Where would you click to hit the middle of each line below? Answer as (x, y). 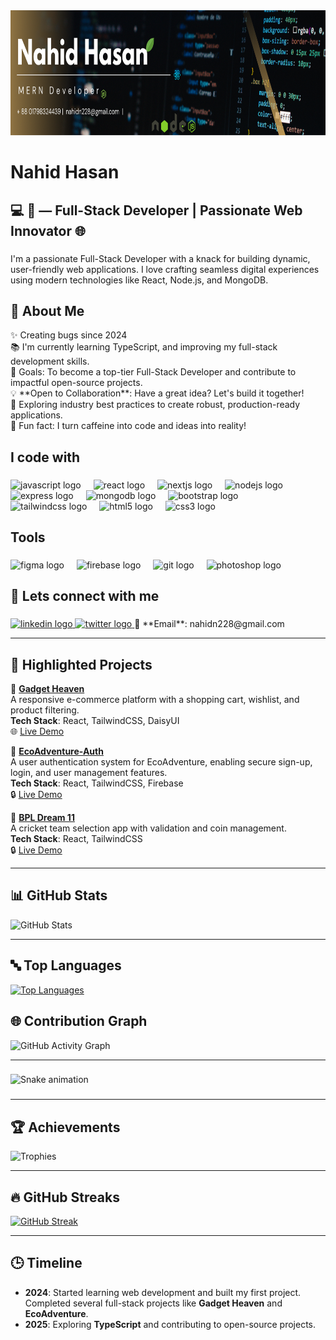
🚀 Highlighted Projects (81, 664)
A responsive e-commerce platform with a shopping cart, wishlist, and (155, 700)
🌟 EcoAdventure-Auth (57, 751)
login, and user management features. (89, 773)
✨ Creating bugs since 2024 (69, 335)
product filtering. (45, 710)
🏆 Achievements (65, 1127)
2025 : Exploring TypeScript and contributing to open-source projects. (170, 1324)
